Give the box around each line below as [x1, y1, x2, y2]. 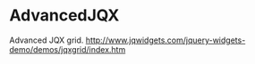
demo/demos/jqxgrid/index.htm [9, 44, 126, 54]
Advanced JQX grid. [9, 35, 84, 45]
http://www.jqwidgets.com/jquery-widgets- [85, 35, 246, 45]
